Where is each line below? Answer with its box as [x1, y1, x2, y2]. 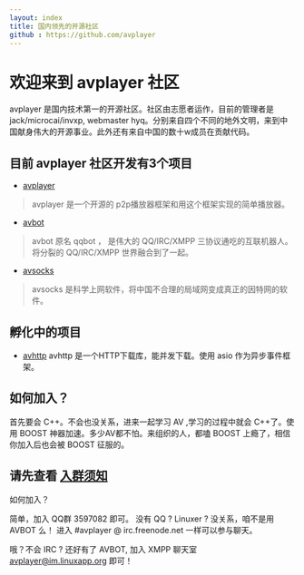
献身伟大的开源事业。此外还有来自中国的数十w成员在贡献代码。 [16, 126, 255, 137]
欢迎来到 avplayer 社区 [9, 72, 180, 93]
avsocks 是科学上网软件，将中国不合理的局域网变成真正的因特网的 [31, 284, 280, 295]
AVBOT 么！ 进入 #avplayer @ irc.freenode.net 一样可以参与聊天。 [9, 524, 258, 535]
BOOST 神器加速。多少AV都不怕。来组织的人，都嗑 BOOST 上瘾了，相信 [19, 427, 291, 438]
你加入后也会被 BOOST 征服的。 [9, 439, 130, 450]
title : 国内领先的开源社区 [9, 22, 100, 31]
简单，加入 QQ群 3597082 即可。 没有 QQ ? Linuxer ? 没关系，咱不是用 [9, 513, 275, 524]
